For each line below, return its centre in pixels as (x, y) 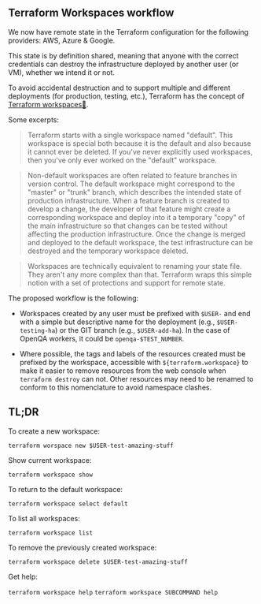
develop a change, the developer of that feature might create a (129, 209)
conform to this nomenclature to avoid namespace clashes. (116, 387)
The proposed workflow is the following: (74, 298)
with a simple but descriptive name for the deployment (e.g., (117, 322)
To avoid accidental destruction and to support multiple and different (119, 88)
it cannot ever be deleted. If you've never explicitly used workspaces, (140, 151)
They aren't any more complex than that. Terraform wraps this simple (140, 274)
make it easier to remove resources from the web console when (123, 371)
